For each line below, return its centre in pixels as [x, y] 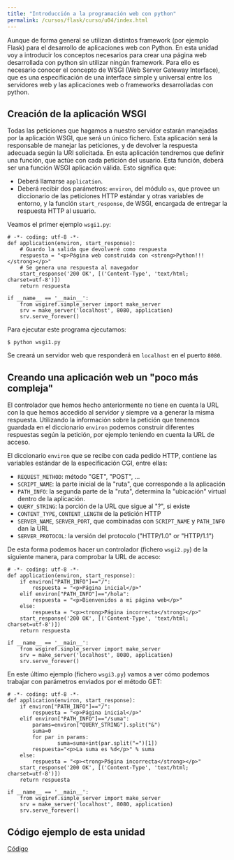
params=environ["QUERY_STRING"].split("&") [96, 725]
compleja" [30, 388]
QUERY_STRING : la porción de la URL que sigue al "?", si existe [104, 506]
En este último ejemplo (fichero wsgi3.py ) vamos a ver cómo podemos [108, 674]
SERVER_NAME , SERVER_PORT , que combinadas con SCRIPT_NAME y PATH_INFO [121, 521]
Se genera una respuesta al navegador [82, 268]
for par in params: [61, 737]
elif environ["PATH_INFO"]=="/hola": [75, 594]
